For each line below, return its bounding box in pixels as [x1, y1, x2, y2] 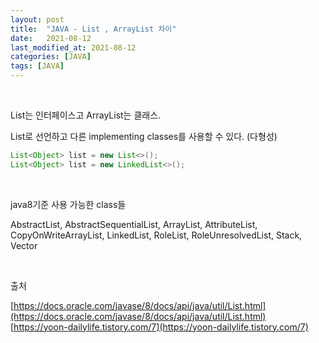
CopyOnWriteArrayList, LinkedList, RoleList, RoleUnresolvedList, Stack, [10, 229, 303, 241]
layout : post [10, 14, 65, 25]
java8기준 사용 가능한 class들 [10, 198, 127, 210]
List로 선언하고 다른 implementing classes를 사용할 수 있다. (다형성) [10, 131, 278, 142]
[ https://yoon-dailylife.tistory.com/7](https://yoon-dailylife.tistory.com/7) [10, 321, 309, 333]
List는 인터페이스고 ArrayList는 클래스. [10, 109, 162, 121]
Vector [10, 239, 38, 251]
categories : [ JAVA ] [10, 52, 92, 62]
